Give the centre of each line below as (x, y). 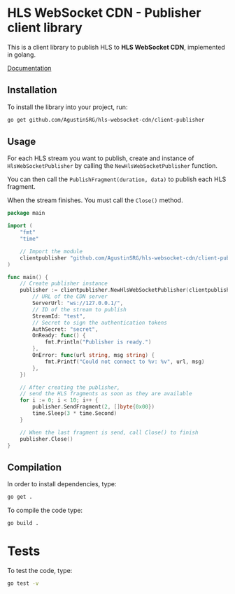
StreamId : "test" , (59, 316)
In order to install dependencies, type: (62, 484)
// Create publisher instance (64, 284)
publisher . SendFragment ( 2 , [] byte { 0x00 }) (94, 407)
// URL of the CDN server (70, 297)
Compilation (34, 467)
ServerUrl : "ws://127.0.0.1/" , (78, 303)
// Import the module (51, 251)
